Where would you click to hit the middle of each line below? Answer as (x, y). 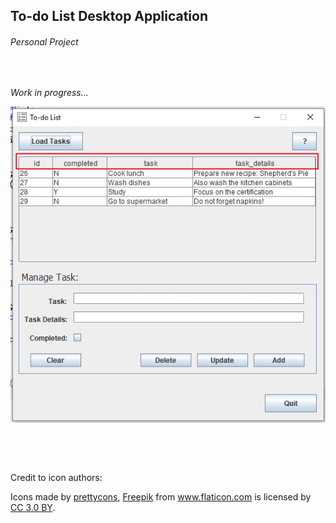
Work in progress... (49, 92)
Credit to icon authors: (56, 478)
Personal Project (44, 41)
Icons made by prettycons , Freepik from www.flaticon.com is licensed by (161, 497)
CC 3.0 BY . (33, 508)
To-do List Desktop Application (109, 16)
